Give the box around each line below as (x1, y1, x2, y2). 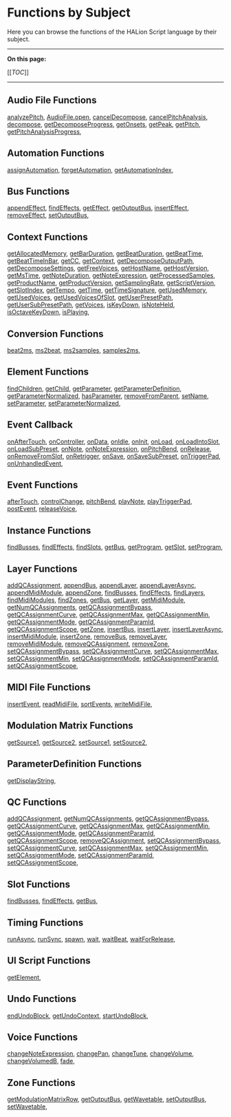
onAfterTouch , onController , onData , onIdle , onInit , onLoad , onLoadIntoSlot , (7, 437, 221, 446)
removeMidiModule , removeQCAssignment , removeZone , (7, 640, 170, 648)
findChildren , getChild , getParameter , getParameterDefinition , (7, 384, 182, 393)
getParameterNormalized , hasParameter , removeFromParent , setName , (7, 391, 209, 400)
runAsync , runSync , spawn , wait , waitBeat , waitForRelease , (7, 935, 176, 943)
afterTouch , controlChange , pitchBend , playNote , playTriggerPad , (7, 497, 192, 505)
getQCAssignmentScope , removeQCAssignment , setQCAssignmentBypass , (7, 837, 221, 845)
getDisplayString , (7, 776, 56, 784)
